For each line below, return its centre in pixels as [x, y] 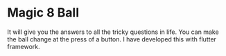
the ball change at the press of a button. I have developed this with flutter [112, 39]
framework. [24, 46]
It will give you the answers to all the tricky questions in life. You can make [113, 32]
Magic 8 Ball [43, 13]
